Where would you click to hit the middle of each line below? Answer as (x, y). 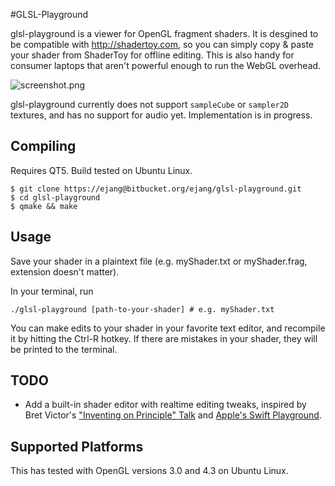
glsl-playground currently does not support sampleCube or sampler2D (150, 104)
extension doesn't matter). (65, 271)
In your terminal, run (52, 291)
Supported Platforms (77, 446)
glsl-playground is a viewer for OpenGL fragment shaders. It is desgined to (164, 33)
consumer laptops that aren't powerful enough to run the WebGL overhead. (166, 65)
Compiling (43, 146)
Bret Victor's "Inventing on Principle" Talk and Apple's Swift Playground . (173, 415)
